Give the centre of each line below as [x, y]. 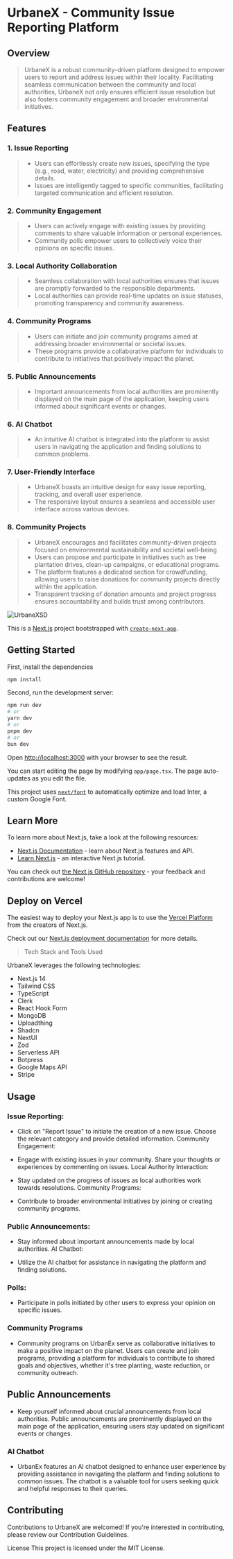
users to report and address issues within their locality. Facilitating [119, 77]
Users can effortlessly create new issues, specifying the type [122, 163]
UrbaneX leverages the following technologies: [74, 965]
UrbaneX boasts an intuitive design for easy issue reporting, [120, 487]
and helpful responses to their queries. [72, 1488]
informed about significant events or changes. [100, 406]
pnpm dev [20, 731]
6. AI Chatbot [30, 424]
